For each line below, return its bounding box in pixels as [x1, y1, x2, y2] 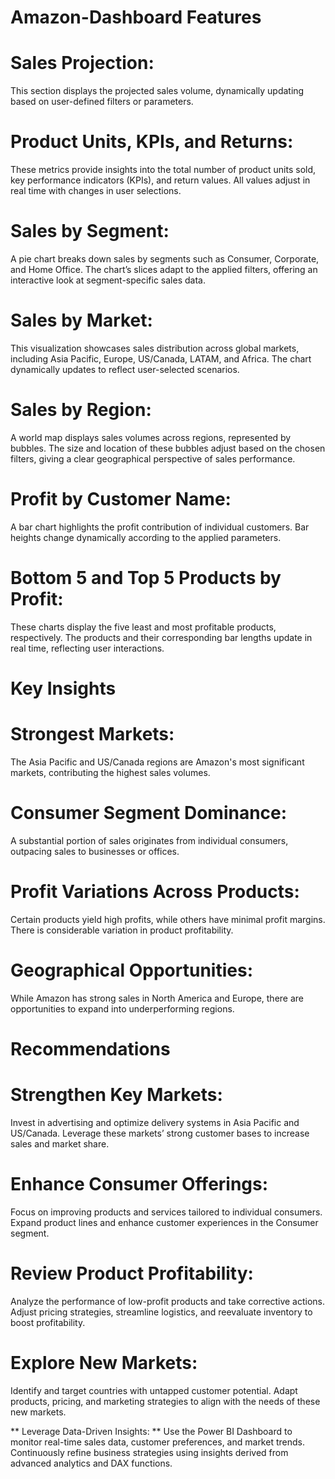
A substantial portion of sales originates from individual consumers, [10, 834, 289, 846]
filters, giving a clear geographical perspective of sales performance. [10, 452, 296, 465]
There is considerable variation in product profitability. [10, 924, 234, 936]
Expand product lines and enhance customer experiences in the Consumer [10, 1216, 319, 1228]
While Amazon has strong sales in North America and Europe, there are [10, 992, 304, 1004]
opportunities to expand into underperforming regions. [10, 1002, 235, 1015]
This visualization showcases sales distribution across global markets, [10, 342, 300, 354]
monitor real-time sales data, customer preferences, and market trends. [10, 1436, 305, 1448]
